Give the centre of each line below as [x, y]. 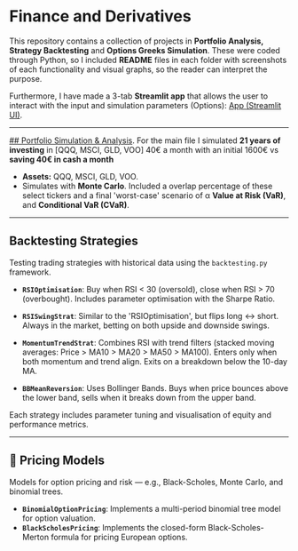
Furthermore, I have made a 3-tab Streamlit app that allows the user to [139, 96]
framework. [30, 272]
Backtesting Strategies [74, 241]
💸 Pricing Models [57, 461]
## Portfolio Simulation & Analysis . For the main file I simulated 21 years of [145, 140]
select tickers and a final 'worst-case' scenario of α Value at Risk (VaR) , [154, 195]
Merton [35, 537]
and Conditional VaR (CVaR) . [76, 204]
